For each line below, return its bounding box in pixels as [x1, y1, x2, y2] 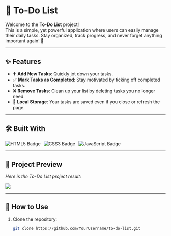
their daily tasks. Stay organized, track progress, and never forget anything [5, 32, 162, 38]
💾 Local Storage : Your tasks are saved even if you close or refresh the [12, 99, 160, 105]
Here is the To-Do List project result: [5, 173, 81, 180]
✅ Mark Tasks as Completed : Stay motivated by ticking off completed [12, 76, 160, 83]
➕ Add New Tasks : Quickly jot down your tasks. [12, 71, 113, 77]
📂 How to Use [5, 202, 48, 211]
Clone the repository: [12, 216, 58, 222]
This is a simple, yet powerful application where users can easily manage [5, 27, 159, 33]
